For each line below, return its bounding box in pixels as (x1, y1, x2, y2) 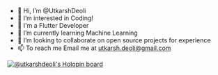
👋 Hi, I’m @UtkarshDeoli (17, 7, 86, 15)
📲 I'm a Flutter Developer (17, 22, 89, 29)
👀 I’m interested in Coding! (17, 14, 94, 22)
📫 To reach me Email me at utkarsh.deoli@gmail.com (17, 44, 171, 52)
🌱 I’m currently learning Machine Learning (17, 28, 138, 37)
